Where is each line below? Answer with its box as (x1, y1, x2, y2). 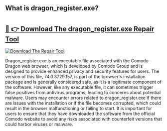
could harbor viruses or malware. (5, 122, 73, 127)
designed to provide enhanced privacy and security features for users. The (5, 68, 160, 74)
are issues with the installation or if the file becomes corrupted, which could (5, 100, 161, 106)
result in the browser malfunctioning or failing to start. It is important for (5, 106, 152, 111)
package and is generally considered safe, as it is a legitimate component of (5, 79, 162, 85)
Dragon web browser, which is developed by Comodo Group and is (5, 63, 143, 69)
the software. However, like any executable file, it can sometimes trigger (5, 84, 154, 90)
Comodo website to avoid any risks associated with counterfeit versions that (5, 116, 162, 122)
